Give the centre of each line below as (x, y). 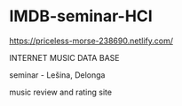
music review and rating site (61, 92)
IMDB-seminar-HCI (81, 16)
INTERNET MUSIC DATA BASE (64, 57)
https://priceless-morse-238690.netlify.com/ (91, 41)
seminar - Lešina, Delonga (57, 75)
